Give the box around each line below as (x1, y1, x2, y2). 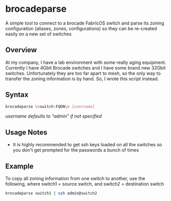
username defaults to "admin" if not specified (5, 113, 102, 119)
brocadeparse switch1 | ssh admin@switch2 (5, 191, 97, 196)
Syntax (5, 91, 29, 99)
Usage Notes (5, 128, 48, 137)
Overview (5, 46, 37, 54)
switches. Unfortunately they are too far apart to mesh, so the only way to (5, 70, 161, 76)
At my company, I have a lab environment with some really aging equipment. (5, 59, 166, 65)
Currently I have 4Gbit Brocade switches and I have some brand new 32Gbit (5, 64, 166, 71)
